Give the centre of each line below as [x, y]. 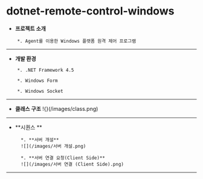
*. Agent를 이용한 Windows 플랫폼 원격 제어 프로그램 [77, 41]
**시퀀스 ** [28, 127]
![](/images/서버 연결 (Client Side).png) [72, 164]
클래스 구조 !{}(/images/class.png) [56, 108]
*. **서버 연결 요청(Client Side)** [63, 158]
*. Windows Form [38, 80]
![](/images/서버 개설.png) [53, 146]
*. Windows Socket [40, 91]
